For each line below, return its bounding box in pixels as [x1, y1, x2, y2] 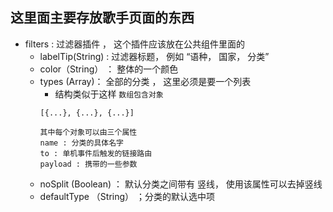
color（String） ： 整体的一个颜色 [39, 63, 179, 75]
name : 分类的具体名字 [39, 138, 124, 148]
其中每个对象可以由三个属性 [39, 127, 138, 137]
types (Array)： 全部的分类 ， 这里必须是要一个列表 [39, 75, 252, 87]
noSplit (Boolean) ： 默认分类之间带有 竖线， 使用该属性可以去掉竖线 [39, 178, 323, 190]
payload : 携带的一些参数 [39, 159, 138, 169]
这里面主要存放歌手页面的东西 [10, 9, 195, 27]
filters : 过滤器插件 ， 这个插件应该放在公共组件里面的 [24, 38, 246, 50]
